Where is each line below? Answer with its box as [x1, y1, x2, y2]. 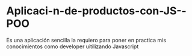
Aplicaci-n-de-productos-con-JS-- [6, 4, 187, 18]
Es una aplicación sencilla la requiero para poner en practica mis [6, 36, 167, 43]
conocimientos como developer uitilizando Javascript [6, 43, 139, 50]
